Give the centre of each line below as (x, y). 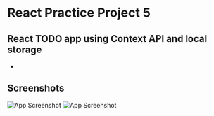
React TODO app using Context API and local (107, 39)
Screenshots (36, 88)
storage (25, 49)
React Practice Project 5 (79, 13)
